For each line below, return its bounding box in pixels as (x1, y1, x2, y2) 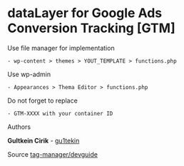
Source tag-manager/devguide (7, 150, 98, 158)
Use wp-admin (7, 70, 51, 78)
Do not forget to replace (7, 96, 78, 105)
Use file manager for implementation (7, 43, 116, 52)
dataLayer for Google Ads (7, 5, 163, 21)
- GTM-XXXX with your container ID (7, 110, 113, 117)
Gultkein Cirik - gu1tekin (7, 136, 80, 145)
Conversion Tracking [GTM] (7, 20, 176, 36)
